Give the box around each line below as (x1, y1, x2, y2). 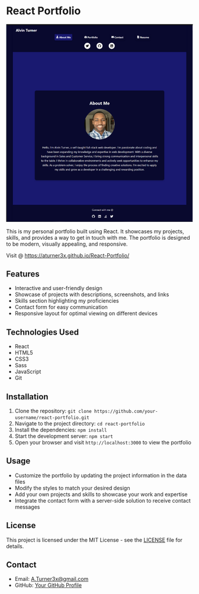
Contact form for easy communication (14, 304, 108, 311)
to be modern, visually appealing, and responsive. (6, 240, 128, 247)
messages (14, 503, 40, 510)
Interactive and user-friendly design (14, 285, 102, 292)
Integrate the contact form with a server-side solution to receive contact (14, 497, 191, 504)
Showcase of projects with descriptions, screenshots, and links (14, 291, 169, 298)
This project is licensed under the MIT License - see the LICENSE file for (6, 536, 182, 544)
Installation (6, 392, 49, 402)
